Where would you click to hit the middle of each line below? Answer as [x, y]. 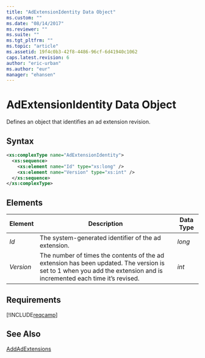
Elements [25, 203]
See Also [23, 334]
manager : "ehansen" [31, 75]
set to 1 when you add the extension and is [101, 271]
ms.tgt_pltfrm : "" [30, 40]
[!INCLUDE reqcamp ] [32, 315]
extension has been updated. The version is [102, 263]
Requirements [34, 300]
